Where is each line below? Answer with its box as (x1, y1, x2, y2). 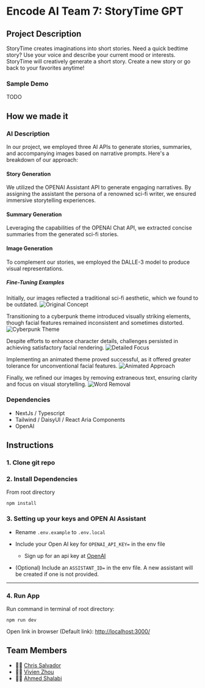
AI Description (6, 129, 50, 138)
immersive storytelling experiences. (6, 197, 96, 204)
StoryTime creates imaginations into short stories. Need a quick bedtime (6, 45, 189, 52)
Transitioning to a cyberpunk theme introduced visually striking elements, (6, 313, 191, 320)
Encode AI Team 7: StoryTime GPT (6, 4, 184, 18)
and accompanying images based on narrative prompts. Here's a (6, 150, 170, 157)
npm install (6, 501, 37, 507)
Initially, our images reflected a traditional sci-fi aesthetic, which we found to (6, 294, 198, 302)
